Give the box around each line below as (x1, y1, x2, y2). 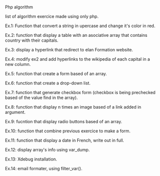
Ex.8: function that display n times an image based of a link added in (5, 104, 142, 110)
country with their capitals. (5, 37, 59, 43)
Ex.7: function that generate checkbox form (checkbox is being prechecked (5, 90, 156, 95)
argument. (5, 109, 26, 115)
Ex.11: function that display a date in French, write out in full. (5, 138, 125, 143)
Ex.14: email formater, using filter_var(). (5, 166, 82, 171)
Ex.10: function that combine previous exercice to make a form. (5, 128, 131, 134)
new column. (5, 62, 31, 67)
